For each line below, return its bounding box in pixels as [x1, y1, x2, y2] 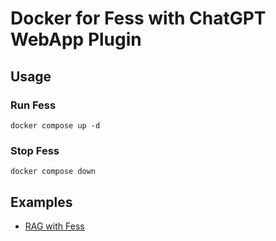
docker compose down [10, 167, 97, 177]
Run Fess [10, 98, 57, 112]
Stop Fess [10, 143, 60, 157]
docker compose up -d [10, 120, 101, 131]
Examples [10, 193, 73, 211]
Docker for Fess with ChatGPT [10, 7, 267, 30]
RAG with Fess [24, 220, 85, 232]
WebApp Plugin [10, 28, 142, 51]
